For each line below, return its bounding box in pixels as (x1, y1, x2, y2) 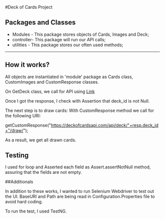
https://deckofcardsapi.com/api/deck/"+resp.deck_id (51, 122, 159, 128)
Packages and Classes (5, 18, 76, 27)
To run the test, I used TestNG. (5, 208, 67, 214)
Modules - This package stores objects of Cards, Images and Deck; (12, 31, 149, 37)
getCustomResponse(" (5, 122, 52, 128)
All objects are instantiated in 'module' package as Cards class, (5, 74, 134, 80)
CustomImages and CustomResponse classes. (5, 79, 99, 85)
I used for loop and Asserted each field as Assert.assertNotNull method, (5, 164, 151, 170)
